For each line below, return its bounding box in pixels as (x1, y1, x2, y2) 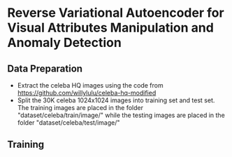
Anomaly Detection (7, 35, 122, 50)
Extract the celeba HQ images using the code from (17, 81, 164, 89)
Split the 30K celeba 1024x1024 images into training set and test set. (17, 96, 215, 104)
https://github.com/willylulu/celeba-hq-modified (17, 89, 157, 97)
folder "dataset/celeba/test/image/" (17, 118, 120, 127)
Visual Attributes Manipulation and (7, 20, 215, 36)
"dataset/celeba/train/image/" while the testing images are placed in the (17, 111, 225, 119)
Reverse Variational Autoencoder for (7, 5, 225, 21)
